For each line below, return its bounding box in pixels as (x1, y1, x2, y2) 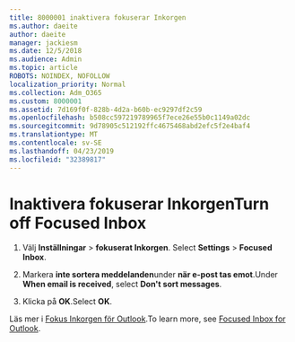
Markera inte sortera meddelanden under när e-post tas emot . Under (22, 269, 278, 280)
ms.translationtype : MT (9, 130, 99, 139)
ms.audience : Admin (9, 55, 82, 64)
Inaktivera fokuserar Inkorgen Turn (9, 194, 270, 214)
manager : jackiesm (9, 38, 78, 48)
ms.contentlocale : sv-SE (9, 138, 102, 147)
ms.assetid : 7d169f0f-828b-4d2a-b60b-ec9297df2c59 (9, 105, 203, 114)
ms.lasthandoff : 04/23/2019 (9, 146, 115, 155)
